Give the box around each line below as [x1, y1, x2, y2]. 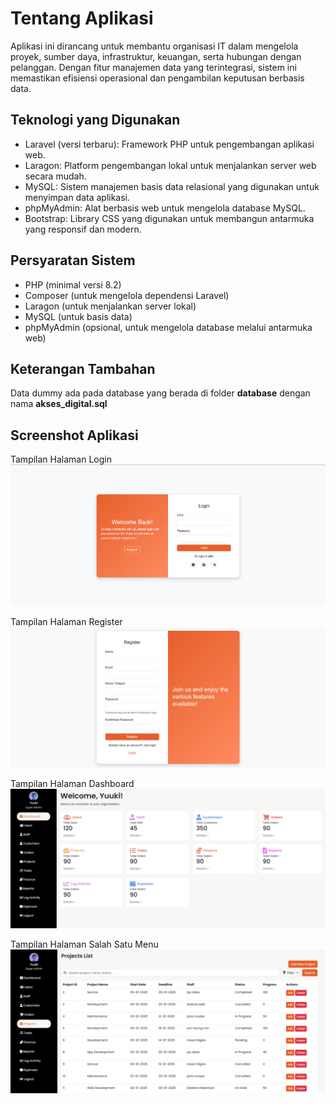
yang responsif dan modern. [24, 223, 142, 235]
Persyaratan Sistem [10, 252, 136, 269]
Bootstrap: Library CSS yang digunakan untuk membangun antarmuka [24, 212, 315, 224]
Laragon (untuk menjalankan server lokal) [24, 300, 197, 312]
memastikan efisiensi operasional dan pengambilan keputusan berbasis [10, 72, 305, 84]
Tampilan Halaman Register [10, 616, 123, 628]
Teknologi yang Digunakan [10, 112, 181, 129]
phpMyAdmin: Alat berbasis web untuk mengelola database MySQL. [24, 202, 306, 214]
